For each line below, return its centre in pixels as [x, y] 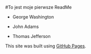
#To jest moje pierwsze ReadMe [38, 7]
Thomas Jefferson [32, 36]
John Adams [26, 26]
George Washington [33, 17]
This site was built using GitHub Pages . [46, 46]
